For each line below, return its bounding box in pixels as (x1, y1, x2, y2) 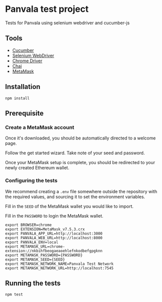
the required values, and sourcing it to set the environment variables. (5, 194, 145, 200)
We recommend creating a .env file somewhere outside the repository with (5, 188, 157, 194)
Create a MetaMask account (5, 124, 75, 130)
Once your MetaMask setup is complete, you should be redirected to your (5, 160, 156, 166)
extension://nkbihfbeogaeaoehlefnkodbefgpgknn (5, 248, 103, 253)
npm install (5, 95, 30, 101)
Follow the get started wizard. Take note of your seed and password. (5, 150, 145, 156)
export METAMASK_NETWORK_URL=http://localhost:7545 (5, 265, 114, 270)
